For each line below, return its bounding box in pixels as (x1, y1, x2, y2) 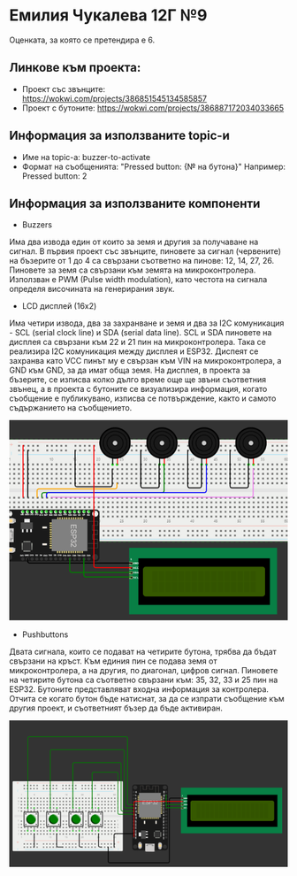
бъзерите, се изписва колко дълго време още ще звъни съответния (9, 374, 267, 385)
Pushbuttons (21, 629, 69, 640)
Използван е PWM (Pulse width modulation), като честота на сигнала (9, 274, 268, 285)
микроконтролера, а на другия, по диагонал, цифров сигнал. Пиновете (9, 665, 278, 676)
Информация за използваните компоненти (9, 196, 261, 211)
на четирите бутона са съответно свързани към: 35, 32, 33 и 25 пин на (9, 674, 278, 686)
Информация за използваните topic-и (9, 128, 230, 143)
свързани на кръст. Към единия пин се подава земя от (9, 656, 217, 666)
